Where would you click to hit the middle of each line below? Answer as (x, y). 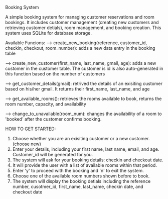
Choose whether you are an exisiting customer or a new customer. (81, 138)
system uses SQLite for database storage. (48, 33)
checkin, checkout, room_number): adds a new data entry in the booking (80, 48)
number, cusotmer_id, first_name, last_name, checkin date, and (78, 186)
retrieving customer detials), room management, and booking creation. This (83, 28)
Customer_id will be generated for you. (53, 155)
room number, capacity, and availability (46, 104)
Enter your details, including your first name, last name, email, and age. (86, 149)
